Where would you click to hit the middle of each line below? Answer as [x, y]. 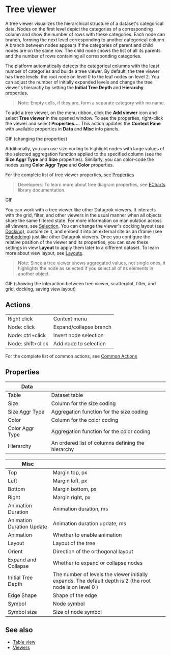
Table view [24, 642]
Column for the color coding [85, 420]
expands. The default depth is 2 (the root [102, 581]
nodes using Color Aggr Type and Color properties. [60, 165]
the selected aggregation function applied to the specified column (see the [83, 154]
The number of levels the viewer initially [100, 574]
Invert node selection [79, 335]
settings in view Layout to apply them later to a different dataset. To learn [82, 248]
